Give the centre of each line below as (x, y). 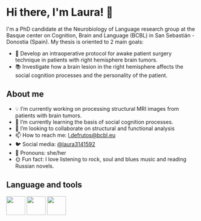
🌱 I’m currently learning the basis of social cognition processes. (94, 122)
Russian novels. (34, 166)
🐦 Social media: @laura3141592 (55, 144)
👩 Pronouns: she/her (40, 152)
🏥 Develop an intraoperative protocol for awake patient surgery (93, 53)
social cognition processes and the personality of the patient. (91, 75)
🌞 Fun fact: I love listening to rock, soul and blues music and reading (101, 159)
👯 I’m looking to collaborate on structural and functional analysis (95, 128)
